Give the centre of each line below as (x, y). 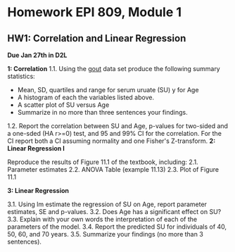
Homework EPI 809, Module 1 (94, 12)
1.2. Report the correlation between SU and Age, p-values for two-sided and (118, 126)
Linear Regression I (36, 148)
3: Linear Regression (38, 190)
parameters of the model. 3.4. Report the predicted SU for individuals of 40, (117, 227)
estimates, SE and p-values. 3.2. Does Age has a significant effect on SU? (114, 212)
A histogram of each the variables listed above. (86, 97)
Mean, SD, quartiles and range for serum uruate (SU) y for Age (108, 90)
